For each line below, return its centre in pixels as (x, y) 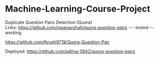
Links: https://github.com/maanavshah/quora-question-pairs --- (70, 27)
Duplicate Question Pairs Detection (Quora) (49, 22)
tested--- (145, 27)
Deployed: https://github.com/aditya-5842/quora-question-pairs (70, 51)
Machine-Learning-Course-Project (78, 9)
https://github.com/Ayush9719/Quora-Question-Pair (57, 42)
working (13, 32)
